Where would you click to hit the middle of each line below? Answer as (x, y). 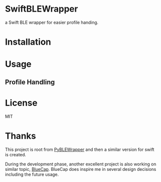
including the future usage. (32, 174)
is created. (16, 154)
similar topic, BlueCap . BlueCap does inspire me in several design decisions (81, 169)
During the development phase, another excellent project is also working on (81, 164)
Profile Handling (30, 82)
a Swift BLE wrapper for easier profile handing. (52, 22)
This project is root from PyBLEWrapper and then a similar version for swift (80, 149)
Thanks (21, 136)
